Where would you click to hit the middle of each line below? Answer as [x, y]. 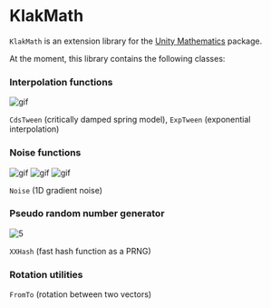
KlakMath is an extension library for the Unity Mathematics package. [136, 41]
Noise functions [45, 153]
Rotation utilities [46, 274]
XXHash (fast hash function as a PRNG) [80, 251]
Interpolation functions [61, 82]
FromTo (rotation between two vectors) [81, 294]
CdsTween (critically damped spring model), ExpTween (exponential [130, 120]
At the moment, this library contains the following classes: [117, 58]
